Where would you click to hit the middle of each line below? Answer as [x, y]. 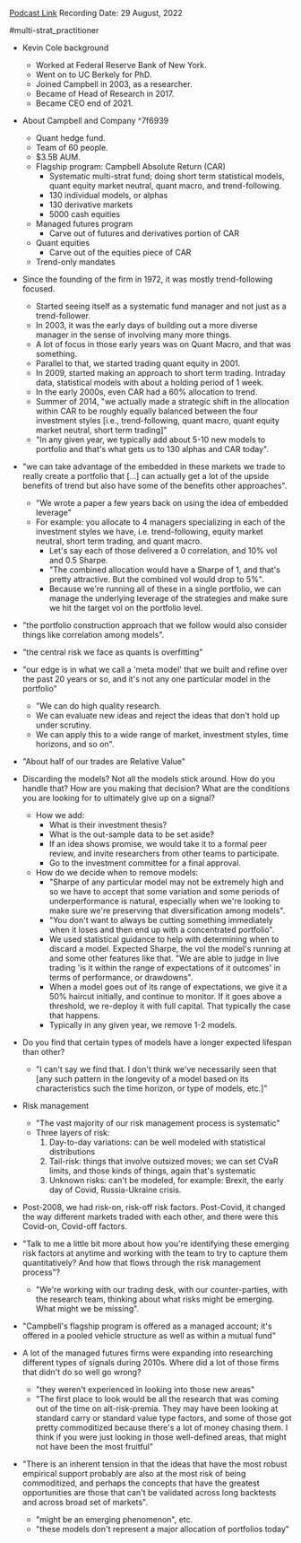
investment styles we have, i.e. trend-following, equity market [150, 532]
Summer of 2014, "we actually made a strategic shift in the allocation [162, 401]
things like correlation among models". [93, 635]
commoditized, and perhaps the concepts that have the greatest [141, 1483]
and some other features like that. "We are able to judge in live [164, 958]
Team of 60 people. [72, 148]
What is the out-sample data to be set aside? [132, 834]
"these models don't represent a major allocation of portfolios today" [162, 1529]
